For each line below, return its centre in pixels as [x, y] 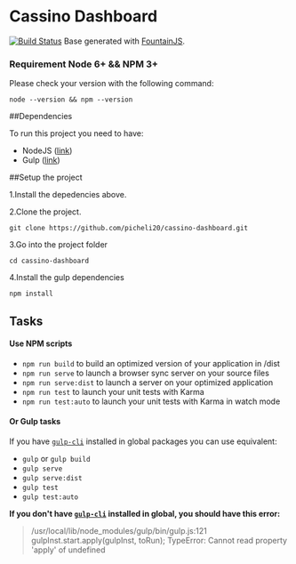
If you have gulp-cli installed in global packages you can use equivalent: [143, 441]
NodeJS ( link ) [47, 151]
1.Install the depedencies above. [68, 195]
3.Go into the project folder [59, 245]
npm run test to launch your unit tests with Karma [113, 391]
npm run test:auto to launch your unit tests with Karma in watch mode [151, 401]
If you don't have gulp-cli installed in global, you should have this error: [145, 514]
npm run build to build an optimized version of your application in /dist [151, 363]
